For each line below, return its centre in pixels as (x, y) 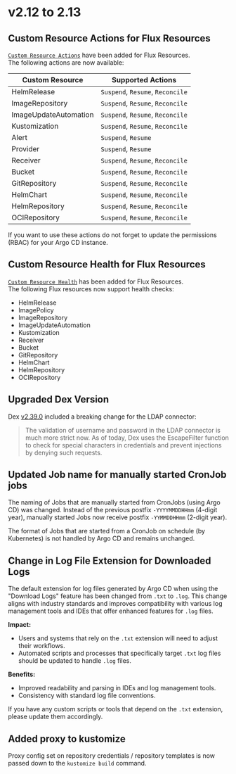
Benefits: (22, 674)
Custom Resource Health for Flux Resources (107, 265)
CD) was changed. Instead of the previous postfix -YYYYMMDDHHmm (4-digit (113, 510)
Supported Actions (144, 80)
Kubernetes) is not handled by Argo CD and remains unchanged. (101, 538)
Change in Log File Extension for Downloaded (110, 560)
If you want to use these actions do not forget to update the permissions (112, 235)
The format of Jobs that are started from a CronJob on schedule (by (107, 531)
